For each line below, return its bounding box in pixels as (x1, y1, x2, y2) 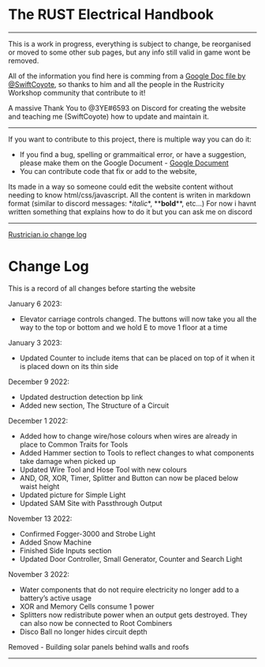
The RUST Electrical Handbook (8, 6, 215, 24)
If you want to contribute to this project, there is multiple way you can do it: (8, 134, 252, 144)
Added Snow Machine (19, 537, 92, 547)
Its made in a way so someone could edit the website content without (8, 182, 233, 191)
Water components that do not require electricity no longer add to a (19, 585, 239, 594)
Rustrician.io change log (8, 229, 87, 239)
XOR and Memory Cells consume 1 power (19, 601, 155, 611)
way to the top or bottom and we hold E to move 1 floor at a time (19, 322, 228, 332)
